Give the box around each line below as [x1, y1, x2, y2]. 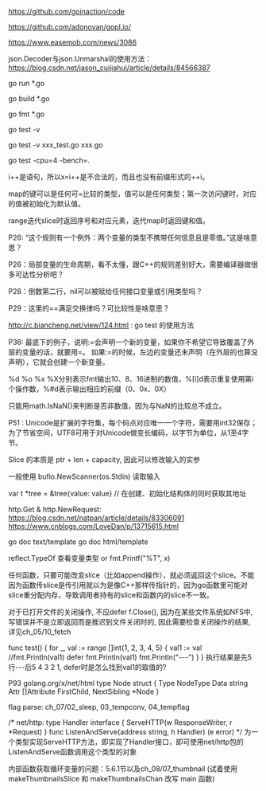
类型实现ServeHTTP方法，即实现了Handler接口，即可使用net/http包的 [14, 737, 244, 746]
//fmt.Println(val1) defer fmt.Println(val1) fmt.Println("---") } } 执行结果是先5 [8, 652, 253, 662]
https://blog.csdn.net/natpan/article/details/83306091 [8, 513, 185, 523]
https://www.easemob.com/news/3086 [8, 37, 137, 47]
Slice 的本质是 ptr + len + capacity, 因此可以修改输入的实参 [8, 455, 201, 464]
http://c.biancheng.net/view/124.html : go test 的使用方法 [8, 320, 195, 330]
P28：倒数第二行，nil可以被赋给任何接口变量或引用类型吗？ [8, 287, 203, 296]
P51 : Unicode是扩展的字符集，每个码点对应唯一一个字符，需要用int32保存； [8, 418, 258, 427]
